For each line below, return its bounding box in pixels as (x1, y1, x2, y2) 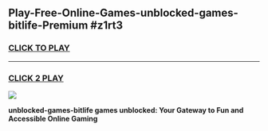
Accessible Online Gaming (8, 114, 98, 123)
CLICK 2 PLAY (8, 72, 64, 83)
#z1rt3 (90, 19, 124, 33)
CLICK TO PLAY (8, 43, 70, 54)
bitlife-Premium (8, 19, 89, 33)
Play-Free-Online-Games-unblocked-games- (8, 6, 239, 20)
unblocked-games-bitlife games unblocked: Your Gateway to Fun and (8, 105, 244, 114)
